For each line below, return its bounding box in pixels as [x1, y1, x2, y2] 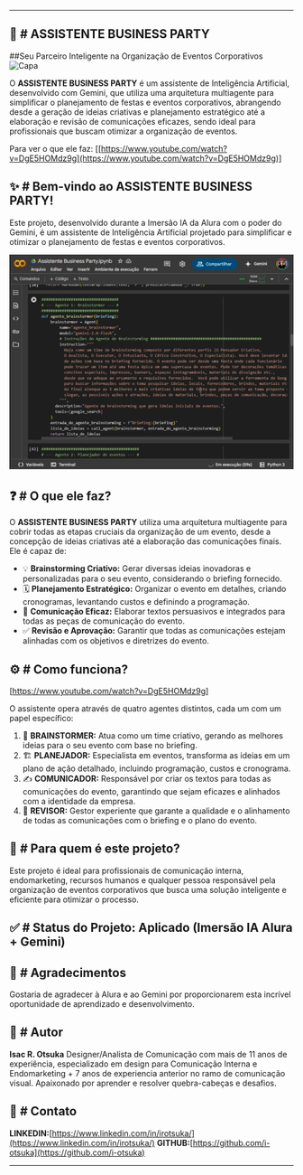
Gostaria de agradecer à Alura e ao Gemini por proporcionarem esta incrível [9, 989, 291, 1000]
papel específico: [9, 712, 74, 723]
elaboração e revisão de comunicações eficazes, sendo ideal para [9, 116, 256, 127]
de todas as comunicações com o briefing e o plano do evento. [22, 814, 258, 825]
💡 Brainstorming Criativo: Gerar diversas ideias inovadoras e [22, 563, 252, 574]
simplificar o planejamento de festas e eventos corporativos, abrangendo [9, 97, 281, 108]
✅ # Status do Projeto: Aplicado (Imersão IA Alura [9, 920, 293, 935]
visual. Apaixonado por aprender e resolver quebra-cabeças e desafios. [9, 1077, 277, 1088]
